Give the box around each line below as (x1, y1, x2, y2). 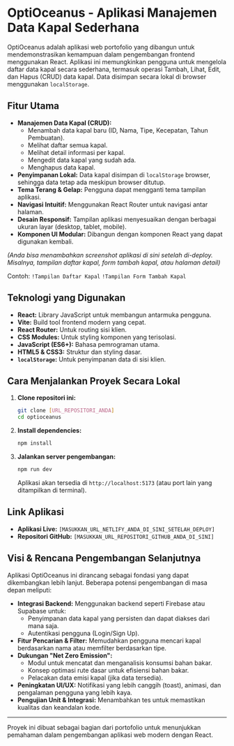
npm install (17, 440, 52, 447)
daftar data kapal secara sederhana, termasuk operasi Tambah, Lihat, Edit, (7, 65, 221, 73)
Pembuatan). (27, 133, 65, 142)
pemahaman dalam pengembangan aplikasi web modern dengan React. (7, 731, 214, 739)
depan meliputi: (7, 585, 52, 594)
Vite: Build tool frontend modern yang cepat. (17, 318, 146, 326)
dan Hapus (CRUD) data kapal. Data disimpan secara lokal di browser (7, 72, 207, 81)
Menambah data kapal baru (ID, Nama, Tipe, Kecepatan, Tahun (27, 126, 209, 134)
